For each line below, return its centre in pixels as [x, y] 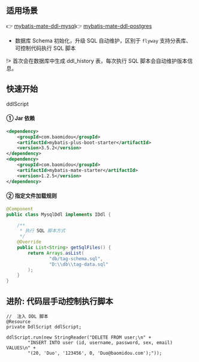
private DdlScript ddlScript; [44, 327]
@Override [29, 242]
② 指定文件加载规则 [31, 196]
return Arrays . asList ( [56, 253]
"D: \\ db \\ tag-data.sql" [79, 264]
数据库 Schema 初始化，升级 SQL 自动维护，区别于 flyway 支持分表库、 [103, 40]
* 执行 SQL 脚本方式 [43, 231]
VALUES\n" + [21, 348]
